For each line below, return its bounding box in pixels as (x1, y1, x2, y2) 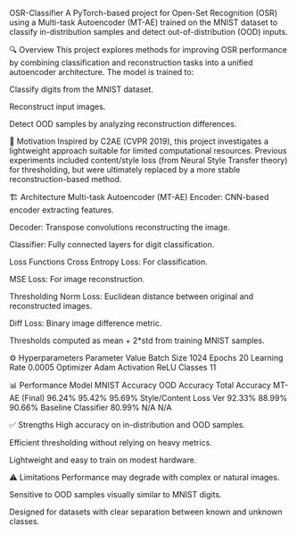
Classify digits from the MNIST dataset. (9, 84, 154, 95)
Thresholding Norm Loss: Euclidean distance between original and (9, 291, 254, 302)
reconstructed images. (9, 301, 93, 311)
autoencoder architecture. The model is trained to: (9, 67, 194, 77)
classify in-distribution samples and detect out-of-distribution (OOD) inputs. (9, 27, 288, 37)
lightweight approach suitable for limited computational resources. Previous (9, 146, 287, 155)
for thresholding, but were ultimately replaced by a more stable (9, 164, 241, 175)
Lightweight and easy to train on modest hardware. (9, 455, 197, 465)
